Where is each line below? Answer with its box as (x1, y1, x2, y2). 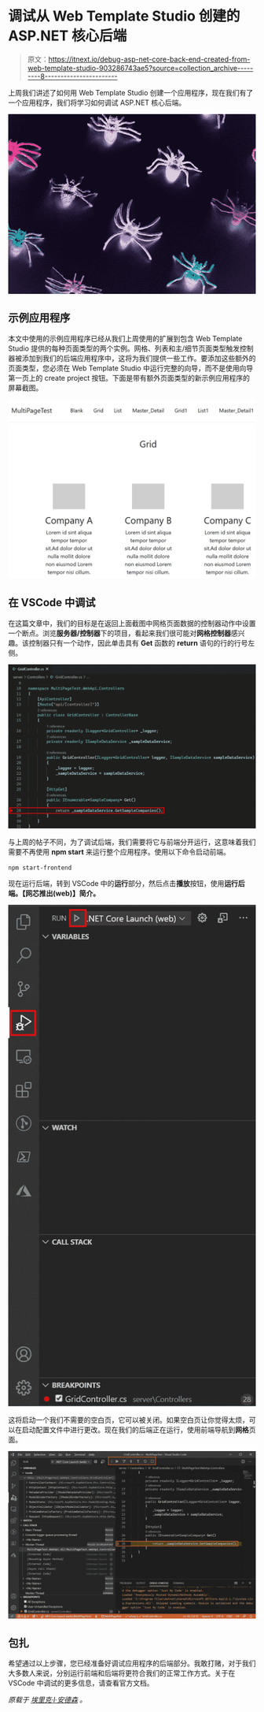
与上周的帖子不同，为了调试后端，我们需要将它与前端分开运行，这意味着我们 (8, 837, 256, 847)
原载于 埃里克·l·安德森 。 (8, 1695, 87, 1705)
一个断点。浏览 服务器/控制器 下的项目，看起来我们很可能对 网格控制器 (8, 628, 232, 638)
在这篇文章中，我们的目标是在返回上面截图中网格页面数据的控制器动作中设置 (8, 618, 256, 627)
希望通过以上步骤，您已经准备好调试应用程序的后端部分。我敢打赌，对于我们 (8, 1658, 256, 1668)
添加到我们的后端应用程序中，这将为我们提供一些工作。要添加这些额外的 (21, 353, 256, 363)
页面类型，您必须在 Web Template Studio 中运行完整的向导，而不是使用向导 (8, 363, 254, 373)
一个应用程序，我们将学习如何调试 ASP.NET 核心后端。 (8, 98, 186, 107)
